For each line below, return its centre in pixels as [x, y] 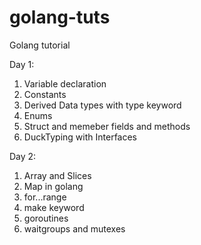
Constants [45, 94]
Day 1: [22, 64]
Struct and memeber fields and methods [107, 126]
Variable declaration [65, 83]
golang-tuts [60, 17]
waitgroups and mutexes [74, 228]
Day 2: [23, 156]
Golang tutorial [40, 45]
